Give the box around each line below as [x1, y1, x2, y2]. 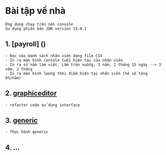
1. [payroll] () [5, 40, 46, 48]
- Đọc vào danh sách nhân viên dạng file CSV [5, 53, 102, 58]
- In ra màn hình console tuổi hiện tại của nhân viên [5, 58, 123, 63]
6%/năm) [5, 75, 22, 80]
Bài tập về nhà [5, 5, 66, 17]
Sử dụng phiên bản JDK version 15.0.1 [5, 26, 87, 31]
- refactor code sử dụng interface [5, 102, 80, 108]
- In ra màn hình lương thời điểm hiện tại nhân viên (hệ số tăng [5, 71, 148, 76]
